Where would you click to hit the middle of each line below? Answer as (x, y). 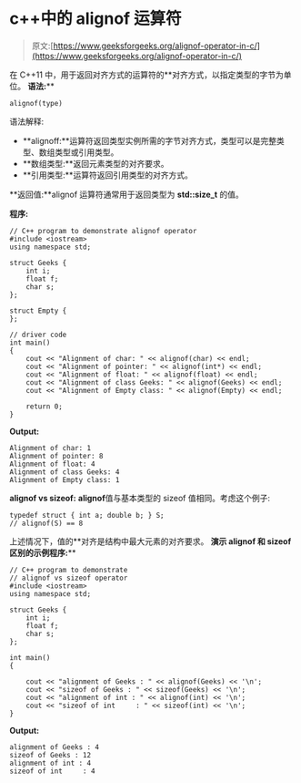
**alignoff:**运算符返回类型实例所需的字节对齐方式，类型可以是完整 (150, 140)
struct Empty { (38, 311)
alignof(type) (36, 103)
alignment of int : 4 (50, 763)
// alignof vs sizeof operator (69, 578)
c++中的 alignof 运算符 (95, 19)
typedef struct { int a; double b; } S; (87, 515)
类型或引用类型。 (86, 152)
